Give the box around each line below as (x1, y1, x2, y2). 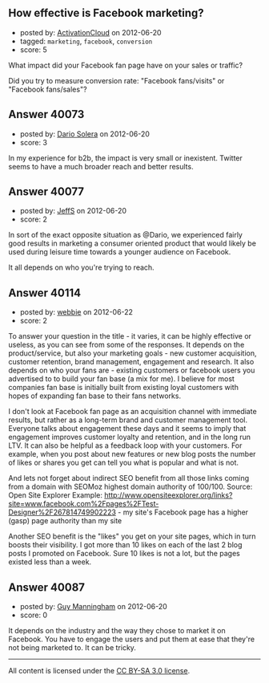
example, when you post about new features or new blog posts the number (8, 449, 256, 459)
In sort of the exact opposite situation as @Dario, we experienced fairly (8, 230, 243, 240)
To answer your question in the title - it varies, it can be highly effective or (8, 331, 252, 341)
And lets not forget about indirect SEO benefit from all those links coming (8, 474, 250, 483)
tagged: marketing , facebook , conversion (19, 36, 153, 46)
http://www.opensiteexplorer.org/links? (103, 490, 233, 500)
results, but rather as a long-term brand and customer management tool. (8, 415, 248, 425)
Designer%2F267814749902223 (8, 507, 116, 517)
